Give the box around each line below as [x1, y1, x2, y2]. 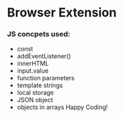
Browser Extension [7, 5, 117, 21]
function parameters [16, 74, 75, 82]
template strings [16, 81, 64, 90]
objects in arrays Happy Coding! [16, 103, 108, 111]
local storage [16, 88, 55, 97]
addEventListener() [16, 52, 72, 60]
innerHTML [16, 60, 49, 68]
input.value [16, 67, 49, 75]
